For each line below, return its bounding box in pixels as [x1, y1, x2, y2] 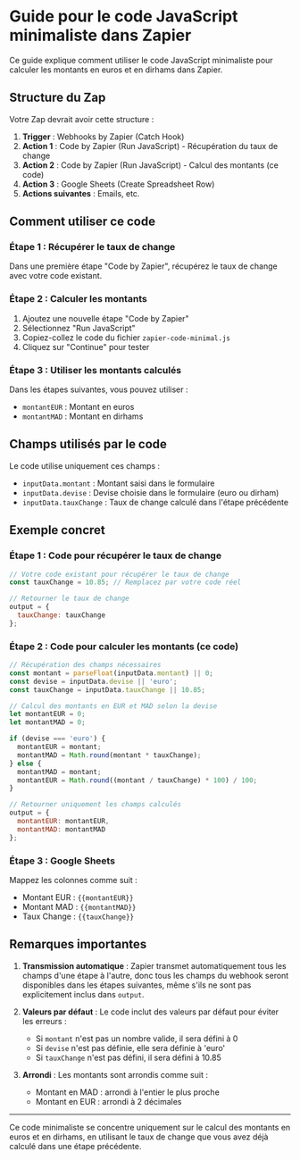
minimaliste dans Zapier [9, 25, 192, 46]
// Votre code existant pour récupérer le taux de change [9, 570, 229, 579]
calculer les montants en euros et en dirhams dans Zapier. [9, 64, 223, 75]
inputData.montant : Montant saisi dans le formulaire [21, 478, 215, 488]
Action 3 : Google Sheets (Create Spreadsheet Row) [21, 179, 215, 189]
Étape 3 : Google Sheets [9, 855, 116, 867]
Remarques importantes [9, 937, 147, 952]
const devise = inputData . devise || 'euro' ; [9, 677, 178, 686]
